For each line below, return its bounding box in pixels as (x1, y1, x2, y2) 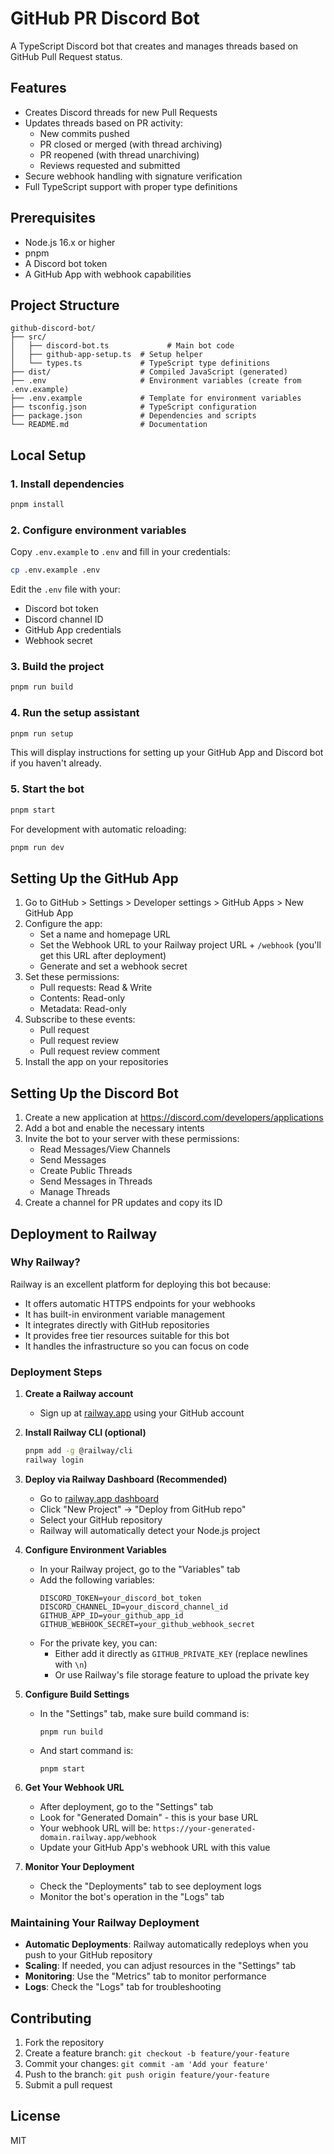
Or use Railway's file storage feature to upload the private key (54, 1668, 310, 1681)
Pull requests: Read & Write (39, 982, 153, 994)
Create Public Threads (39, 1165, 133, 1177)
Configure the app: (24, 918, 103, 930)
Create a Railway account (24, 1388, 134, 1400)
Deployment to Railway (10, 1225, 158, 1242)
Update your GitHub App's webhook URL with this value (39, 1841, 271, 1853)
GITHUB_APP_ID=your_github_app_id (39, 1610, 184, 1621)
